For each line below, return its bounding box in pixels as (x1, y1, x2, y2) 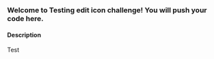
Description (7, 31, 42, 39)
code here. (7, 14, 44, 23)
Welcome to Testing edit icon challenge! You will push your (7, 5, 207, 15)
